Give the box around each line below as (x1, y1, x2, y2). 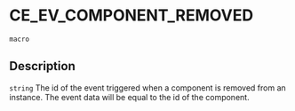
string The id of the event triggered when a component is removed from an (9, 82, 286, 93)
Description (9, 59, 76, 74)
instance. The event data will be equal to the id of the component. (9, 91, 251, 102)
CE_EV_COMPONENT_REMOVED (9, 5, 254, 26)
